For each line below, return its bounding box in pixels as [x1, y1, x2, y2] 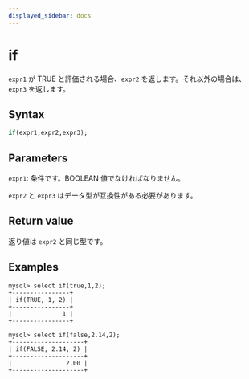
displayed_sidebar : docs [8, 11, 92, 20]
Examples [8, 260, 59, 274]
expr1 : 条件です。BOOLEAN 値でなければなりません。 [8, 173, 185, 183]
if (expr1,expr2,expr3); [8, 129, 88, 137]
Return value [8, 214, 74, 228]
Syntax [8, 108, 45, 121]
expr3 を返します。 [8, 84, 71, 93]
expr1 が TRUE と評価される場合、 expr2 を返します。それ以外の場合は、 [8, 74, 247, 84]
